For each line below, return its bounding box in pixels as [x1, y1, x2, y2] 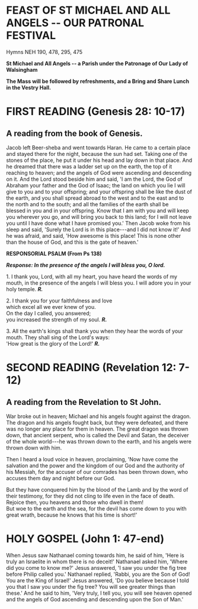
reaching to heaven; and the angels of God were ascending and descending [6, 169, 191, 176]
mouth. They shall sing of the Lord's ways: [6, 333, 110, 341]
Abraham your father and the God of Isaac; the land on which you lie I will [6, 181, 186, 189]
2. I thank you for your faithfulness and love [6, 297, 113, 304]
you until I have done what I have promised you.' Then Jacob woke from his [6, 219, 191, 227]
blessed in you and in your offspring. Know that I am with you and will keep [6, 207, 190, 214]
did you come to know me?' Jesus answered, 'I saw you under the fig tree [6, 564, 187, 571]
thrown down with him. [6, 444, 62, 451]
